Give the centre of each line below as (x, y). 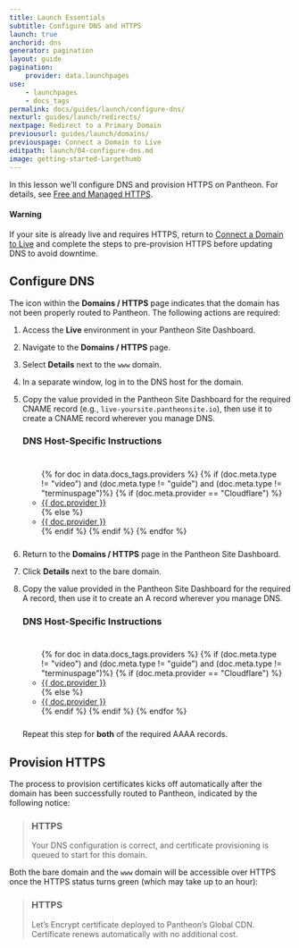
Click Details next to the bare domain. (92, 571)
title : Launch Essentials (57, 17)
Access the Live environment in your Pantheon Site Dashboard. (139, 330)
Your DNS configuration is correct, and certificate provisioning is (150, 845)
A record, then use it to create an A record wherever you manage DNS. (152, 598)
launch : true (33, 34)
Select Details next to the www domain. (92, 364)
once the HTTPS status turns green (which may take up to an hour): (134, 882)
